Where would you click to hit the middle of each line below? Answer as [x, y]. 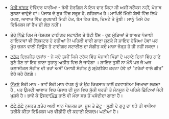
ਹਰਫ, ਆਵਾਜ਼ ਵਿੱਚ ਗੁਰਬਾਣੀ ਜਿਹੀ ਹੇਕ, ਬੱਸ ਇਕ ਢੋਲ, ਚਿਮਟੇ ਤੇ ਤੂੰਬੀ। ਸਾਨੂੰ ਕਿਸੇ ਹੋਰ [80, 19]
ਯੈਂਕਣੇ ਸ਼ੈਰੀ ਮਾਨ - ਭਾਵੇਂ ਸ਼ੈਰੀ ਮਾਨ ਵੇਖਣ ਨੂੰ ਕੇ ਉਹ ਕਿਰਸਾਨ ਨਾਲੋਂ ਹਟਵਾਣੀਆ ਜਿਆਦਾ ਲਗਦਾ [85, 84]
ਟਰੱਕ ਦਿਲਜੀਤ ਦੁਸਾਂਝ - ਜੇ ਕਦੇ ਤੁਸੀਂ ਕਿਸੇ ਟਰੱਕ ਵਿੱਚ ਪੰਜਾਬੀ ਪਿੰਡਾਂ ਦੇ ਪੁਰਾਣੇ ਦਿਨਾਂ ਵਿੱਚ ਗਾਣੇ [85, 56]
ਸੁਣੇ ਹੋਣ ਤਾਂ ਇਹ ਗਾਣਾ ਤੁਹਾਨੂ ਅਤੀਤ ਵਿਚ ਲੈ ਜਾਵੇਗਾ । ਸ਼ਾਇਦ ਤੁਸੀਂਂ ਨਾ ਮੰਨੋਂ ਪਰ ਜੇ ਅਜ [81, 62]
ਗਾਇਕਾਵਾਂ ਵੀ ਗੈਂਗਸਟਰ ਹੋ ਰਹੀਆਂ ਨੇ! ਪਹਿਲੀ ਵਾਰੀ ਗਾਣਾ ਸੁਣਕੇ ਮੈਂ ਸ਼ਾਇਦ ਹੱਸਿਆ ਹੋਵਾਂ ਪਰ [84, 41]
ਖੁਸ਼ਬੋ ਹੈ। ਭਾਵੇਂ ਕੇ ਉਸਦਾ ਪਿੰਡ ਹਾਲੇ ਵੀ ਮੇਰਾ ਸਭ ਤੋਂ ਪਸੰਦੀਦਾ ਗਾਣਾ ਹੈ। [67, 96]
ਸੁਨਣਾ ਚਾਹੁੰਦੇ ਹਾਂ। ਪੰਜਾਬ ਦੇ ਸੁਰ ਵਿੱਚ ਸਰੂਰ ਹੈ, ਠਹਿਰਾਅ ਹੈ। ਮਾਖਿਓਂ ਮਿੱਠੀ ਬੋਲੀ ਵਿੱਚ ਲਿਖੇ [84, 13]
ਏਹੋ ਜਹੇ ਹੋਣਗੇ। [23, 74]
